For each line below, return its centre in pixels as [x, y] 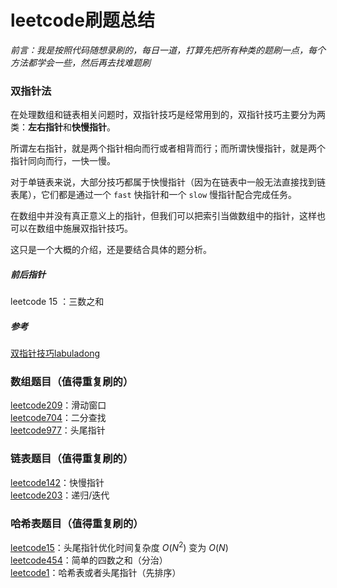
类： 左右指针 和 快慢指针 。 [63, 127]
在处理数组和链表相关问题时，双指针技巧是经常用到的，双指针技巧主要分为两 [168, 115]
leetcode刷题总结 [82, 20]
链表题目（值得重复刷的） [72, 459]
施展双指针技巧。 [97, 228]
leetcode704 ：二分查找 [58, 418]
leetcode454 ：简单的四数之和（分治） [89, 560]
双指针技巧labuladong [55, 353]
